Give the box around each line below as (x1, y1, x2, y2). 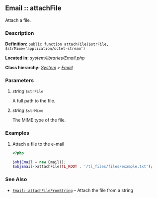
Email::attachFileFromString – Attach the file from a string (12, 187, 133, 193)
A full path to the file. (12, 98, 56, 104)
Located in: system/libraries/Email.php (5, 55, 85, 61)
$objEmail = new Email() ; (12, 159, 66, 165)
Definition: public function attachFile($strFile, (5, 41, 109, 47)
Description (5, 29, 34, 36)
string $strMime (12, 107, 44, 113)
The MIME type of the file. (12, 117, 66, 123)
